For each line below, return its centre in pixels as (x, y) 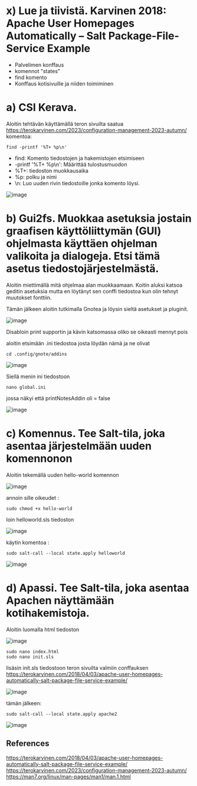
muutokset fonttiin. (29, 297)
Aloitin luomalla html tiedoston (43, 629)
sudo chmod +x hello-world (39, 509)
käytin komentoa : (28, 542)
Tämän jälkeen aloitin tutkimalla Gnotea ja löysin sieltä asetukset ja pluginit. (97, 309)
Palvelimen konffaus (39, 65)
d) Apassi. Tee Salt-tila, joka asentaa (98, 588)
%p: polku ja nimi (36, 177)
